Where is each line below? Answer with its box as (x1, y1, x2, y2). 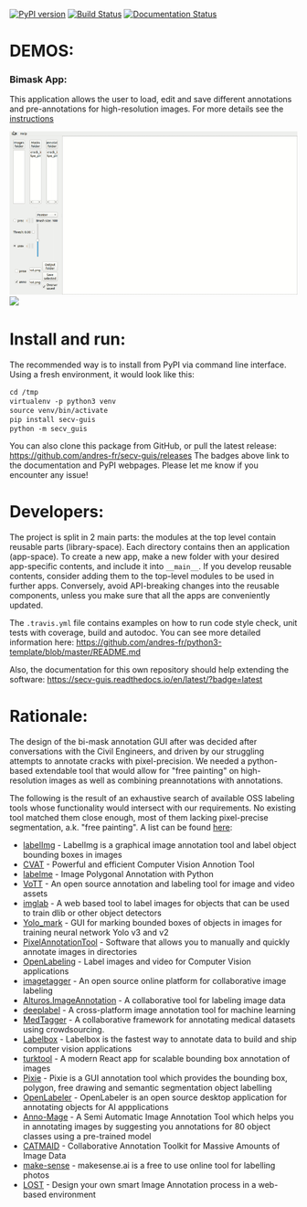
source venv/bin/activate (9, 406, 108, 415)
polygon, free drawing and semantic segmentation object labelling (22, 1082, 272, 1093)
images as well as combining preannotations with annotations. (48, 775, 283, 786)
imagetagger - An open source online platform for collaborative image (22, 975, 287, 986)
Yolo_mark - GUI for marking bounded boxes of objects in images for (22, 916, 282, 927)
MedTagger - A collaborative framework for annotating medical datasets (22, 1014, 296, 1025)
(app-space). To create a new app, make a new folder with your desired (9, 551, 280, 562)
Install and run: (9, 329, 126, 350)
